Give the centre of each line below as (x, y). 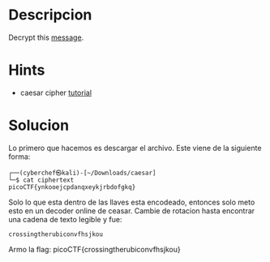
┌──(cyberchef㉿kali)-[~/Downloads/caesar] (82, 173)
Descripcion (50, 15)
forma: (19, 157)
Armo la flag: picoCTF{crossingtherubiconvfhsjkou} (94, 249)
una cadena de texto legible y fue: (65, 219)
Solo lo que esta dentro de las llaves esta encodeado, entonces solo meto (132, 202)
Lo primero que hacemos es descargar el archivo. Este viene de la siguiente (135, 148)
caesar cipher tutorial (56, 92)
